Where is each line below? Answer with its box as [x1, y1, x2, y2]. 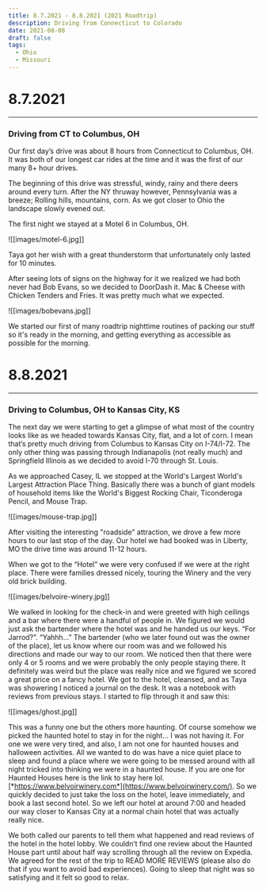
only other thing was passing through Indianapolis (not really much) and [8, 448, 243, 457]
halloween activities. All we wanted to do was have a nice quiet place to [8, 748, 241, 757]
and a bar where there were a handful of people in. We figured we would [8, 616, 245, 626]
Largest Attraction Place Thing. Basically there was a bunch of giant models [8, 480, 256, 489]
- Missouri [15, 56, 51, 64]
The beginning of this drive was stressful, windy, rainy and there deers [8, 179, 239, 188]
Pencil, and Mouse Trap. [8, 497, 88, 507]
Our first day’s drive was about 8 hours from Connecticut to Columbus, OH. [8, 146, 254, 156]
